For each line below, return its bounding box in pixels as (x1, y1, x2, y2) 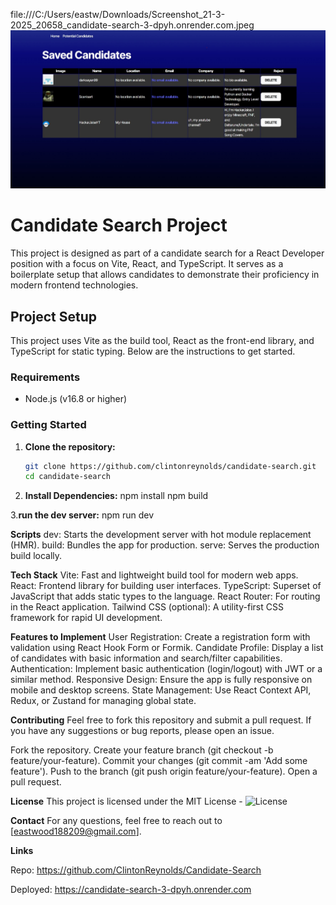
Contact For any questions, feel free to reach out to (10, 815, 223, 827)
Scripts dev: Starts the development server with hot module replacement (10, 529, 312, 541)
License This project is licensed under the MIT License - (10, 795, 243, 808)
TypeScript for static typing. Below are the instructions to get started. (10, 345, 296, 357)
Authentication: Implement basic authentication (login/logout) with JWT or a (10, 663, 323, 675)
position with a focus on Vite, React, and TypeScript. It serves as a (10, 258, 284, 270)
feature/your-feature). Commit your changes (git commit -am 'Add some (10, 755, 308, 767)
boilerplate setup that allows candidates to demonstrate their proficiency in (10, 269, 320, 281)
